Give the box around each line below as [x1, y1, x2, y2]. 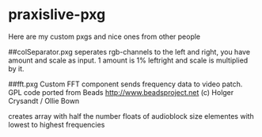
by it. [8, 63, 25, 73]
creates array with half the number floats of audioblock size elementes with [8, 111, 255, 120]
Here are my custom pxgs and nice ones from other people [8, 32, 201, 41]
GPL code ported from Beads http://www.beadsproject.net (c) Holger [8, 87, 234, 97]
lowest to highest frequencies [8, 120, 105, 129]
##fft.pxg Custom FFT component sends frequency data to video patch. [8, 79, 243, 89]
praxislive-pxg [8, 6, 106, 24]
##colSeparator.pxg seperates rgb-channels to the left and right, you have [8, 47, 251, 56]
